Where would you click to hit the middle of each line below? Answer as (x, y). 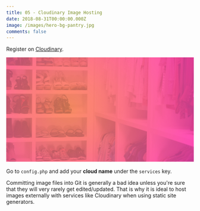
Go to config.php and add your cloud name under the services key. (89, 171)
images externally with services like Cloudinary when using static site (91, 195)
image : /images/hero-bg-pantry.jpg (50, 25)
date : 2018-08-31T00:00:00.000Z (46, 19)
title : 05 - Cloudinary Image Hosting (54, 13)
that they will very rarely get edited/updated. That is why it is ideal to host (96, 189)
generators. (20, 201)
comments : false (26, 32)
